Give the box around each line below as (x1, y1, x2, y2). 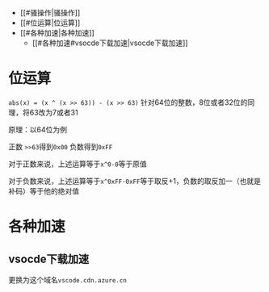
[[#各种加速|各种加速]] (19, 28, 95, 37)
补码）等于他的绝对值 (8, 186, 79, 196)
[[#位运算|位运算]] (19, 18, 81, 27)
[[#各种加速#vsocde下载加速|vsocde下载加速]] (32, 38, 188, 48)
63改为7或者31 (29, 107, 78, 117)
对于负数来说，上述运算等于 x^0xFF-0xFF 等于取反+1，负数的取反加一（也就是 (8, 176, 261, 186)
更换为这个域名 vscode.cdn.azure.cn (8, 274, 128, 285)
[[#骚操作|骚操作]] (19, 8, 81, 17)
